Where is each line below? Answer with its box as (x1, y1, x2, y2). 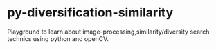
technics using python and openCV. (7, 34, 109, 42)
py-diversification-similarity (7, 5, 174, 21)
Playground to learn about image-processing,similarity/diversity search (7, 27, 210, 36)
